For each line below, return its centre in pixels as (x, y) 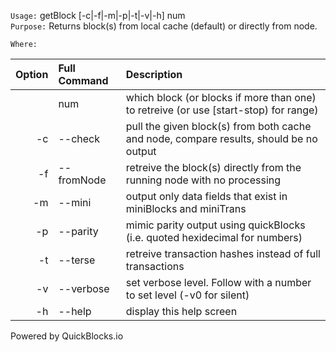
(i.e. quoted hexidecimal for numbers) (214, 237)
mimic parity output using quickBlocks (215, 225)
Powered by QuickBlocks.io (67, 336)
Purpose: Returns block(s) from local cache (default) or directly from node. (164, 26)
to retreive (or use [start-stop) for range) (222, 110)
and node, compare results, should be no (221, 138)
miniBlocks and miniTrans (186, 208)
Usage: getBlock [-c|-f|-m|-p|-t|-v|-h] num (98, 15)
